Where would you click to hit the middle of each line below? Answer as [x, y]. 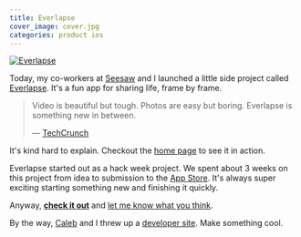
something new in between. [84, 116]
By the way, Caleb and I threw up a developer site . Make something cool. [146, 223]
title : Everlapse [42, 18]
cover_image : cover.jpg [55, 26]
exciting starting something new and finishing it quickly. [114, 188]
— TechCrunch [60, 133]
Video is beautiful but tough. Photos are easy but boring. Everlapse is [162, 106]
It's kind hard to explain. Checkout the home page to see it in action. [138, 150]
